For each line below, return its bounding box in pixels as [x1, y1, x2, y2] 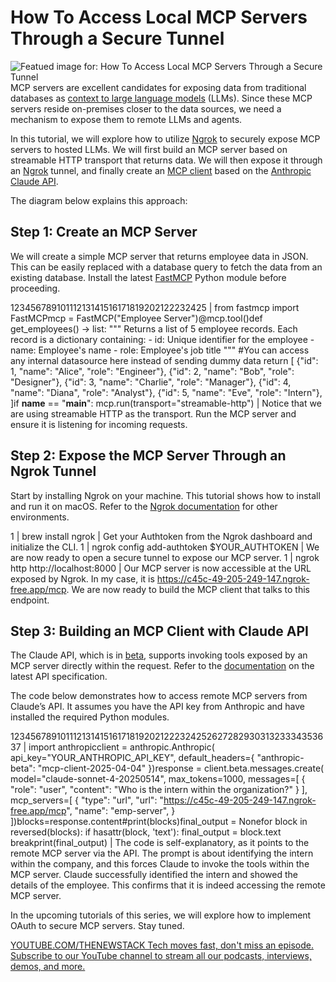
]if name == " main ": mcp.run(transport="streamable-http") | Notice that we [10, 397, 322, 409]
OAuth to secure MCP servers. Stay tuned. [10, 920, 185, 932]
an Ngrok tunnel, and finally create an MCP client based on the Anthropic [10, 164, 312, 176]
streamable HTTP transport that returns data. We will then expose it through [10, 154, 323, 166]
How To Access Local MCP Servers [10, 6, 308, 29]
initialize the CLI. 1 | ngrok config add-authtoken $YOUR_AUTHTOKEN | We [10, 541, 320, 553]
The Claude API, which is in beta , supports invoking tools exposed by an [10, 649, 308, 661]
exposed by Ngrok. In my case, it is [10, 572, 155, 585]
